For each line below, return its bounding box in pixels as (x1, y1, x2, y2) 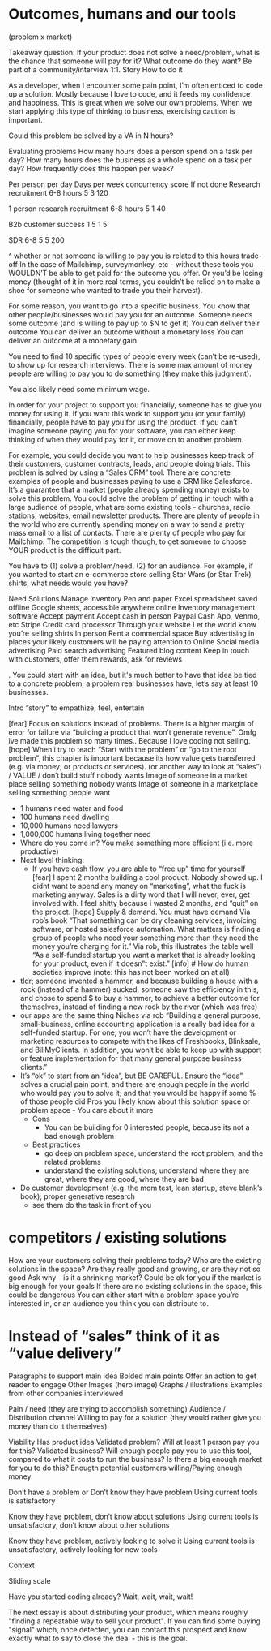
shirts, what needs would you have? (8, 578, 128, 588)
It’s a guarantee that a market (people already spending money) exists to (8, 485, 250, 494)
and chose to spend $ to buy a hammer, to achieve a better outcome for (19, 993, 260, 1002)
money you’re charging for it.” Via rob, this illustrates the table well (32, 941, 254, 951)
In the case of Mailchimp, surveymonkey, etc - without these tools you (19, 259, 254, 269)
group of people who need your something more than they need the (32, 933, 259, 942)
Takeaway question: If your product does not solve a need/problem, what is (8, 47, 260, 57)
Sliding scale (8, 1576, 51, 1585)
